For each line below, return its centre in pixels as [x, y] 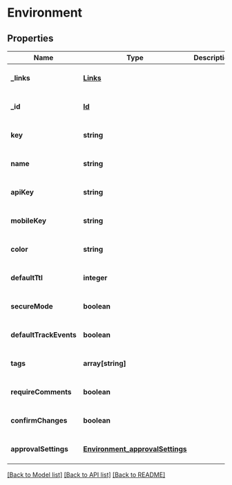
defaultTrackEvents [44, 335]
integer [95, 278]
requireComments [41, 392]
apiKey [22, 192]
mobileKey [29, 221]
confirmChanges [39, 420]
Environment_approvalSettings [135, 449]
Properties [30, 38]
